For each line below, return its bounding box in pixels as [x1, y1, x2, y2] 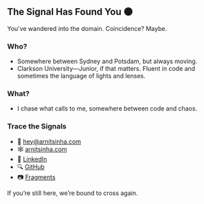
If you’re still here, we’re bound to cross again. [7, 189, 139, 197]
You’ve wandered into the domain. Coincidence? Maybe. [7, 24, 167, 32]
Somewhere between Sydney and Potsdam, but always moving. [16, 57, 198, 65]
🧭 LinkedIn [16, 155, 47, 163]
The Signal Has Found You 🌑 [7, 6, 133, 18]
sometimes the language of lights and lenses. [16, 72, 146, 80]
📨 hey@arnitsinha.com [16, 137, 81, 146]
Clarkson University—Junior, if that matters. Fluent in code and [16, 65, 196, 73]
